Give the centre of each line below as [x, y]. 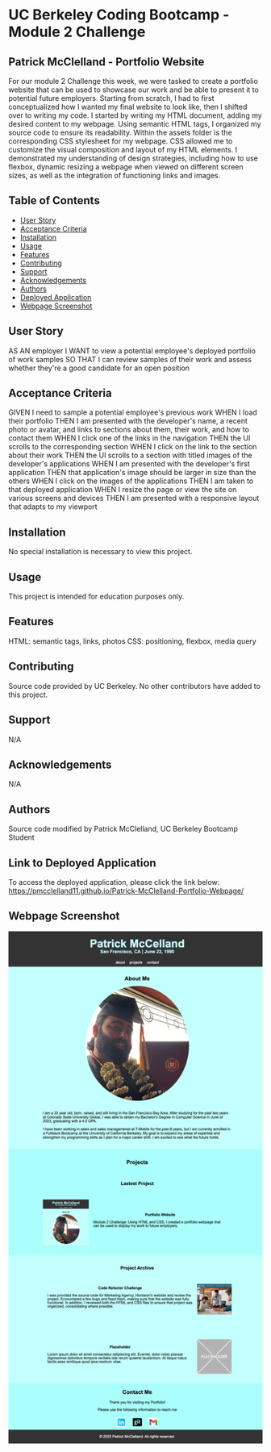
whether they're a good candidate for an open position [99, 368]
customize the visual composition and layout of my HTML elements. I [123, 150]
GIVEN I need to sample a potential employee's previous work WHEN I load [133, 412]
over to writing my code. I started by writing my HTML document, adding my [135, 115]
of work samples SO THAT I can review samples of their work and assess [130, 359]
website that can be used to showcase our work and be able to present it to [134, 90]
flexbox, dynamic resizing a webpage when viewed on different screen [126, 167]
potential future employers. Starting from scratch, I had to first [112, 98]
